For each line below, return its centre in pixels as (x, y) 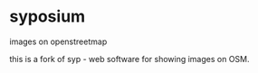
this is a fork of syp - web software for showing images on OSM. (130, 59)
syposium (48, 17)
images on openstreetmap (58, 41)
